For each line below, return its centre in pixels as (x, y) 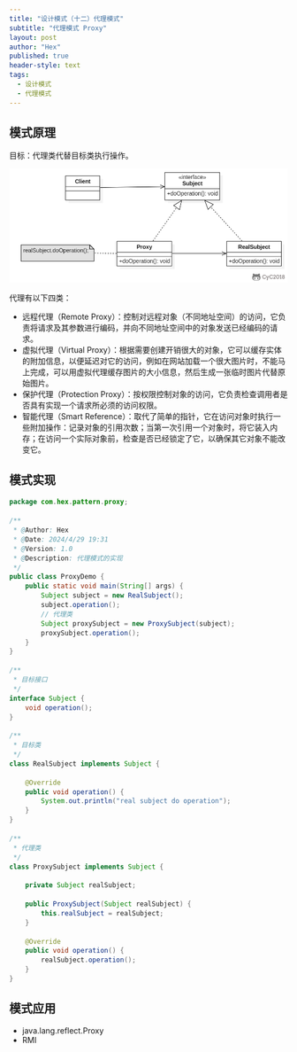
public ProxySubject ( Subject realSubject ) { (108, 904)
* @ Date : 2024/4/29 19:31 (61, 539)
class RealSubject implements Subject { (85, 764)
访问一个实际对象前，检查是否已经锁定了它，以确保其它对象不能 (162, 438)
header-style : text (45, 66)
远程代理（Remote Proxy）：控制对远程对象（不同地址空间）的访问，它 (150, 316)
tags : (19, 75)
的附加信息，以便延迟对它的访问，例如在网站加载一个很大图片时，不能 (150, 361)
